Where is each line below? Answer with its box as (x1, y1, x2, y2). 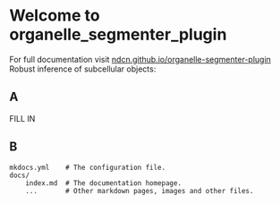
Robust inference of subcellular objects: (9, 64, 157, 74)
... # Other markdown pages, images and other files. (25, 186, 254, 195)
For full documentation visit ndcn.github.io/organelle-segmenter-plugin (9, 54, 271, 64)
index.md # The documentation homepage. (25, 178, 182, 188)
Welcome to (9, 5, 100, 26)
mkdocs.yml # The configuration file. (9, 163, 166, 172)
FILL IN (9, 113, 36, 123)
